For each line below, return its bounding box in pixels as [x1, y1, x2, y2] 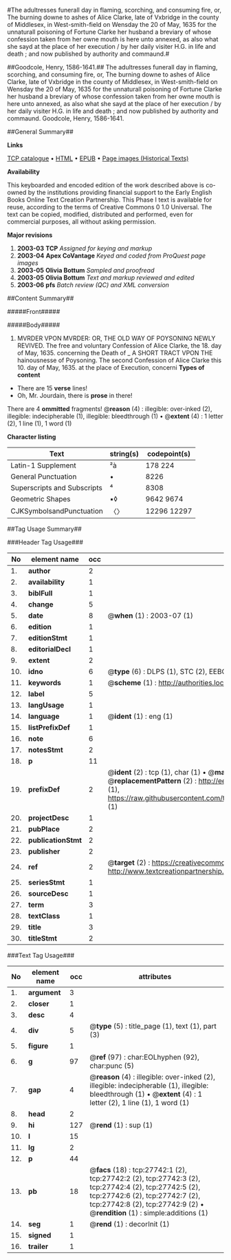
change [28, 600, 54, 609]
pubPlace [28, 824, 60, 834]
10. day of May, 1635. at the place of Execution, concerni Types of [16, 364, 205, 371]
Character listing [7, 433, 56, 441]
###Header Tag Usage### [7, 538, 84, 546]
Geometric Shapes [10, 494, 71, 503]
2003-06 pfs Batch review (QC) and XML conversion [16, 281, 170, 288]
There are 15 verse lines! [16, 384, 88, 392]
